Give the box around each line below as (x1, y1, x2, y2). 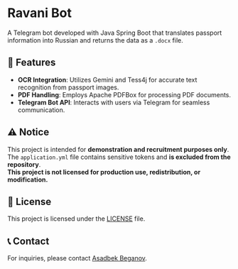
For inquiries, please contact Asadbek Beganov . (7, 254, 148, 263)
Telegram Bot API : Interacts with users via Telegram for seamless (17, 98, 210, 106)
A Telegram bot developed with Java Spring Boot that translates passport (7, 28, 222, 37)
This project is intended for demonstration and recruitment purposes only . (7, 145, 229, 153)
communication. (17, 105, 65, 114)
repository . (7, 160, 41, 168)
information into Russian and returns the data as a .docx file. (7, 35, 183, 44)
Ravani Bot (7, 5, 72, 21)
